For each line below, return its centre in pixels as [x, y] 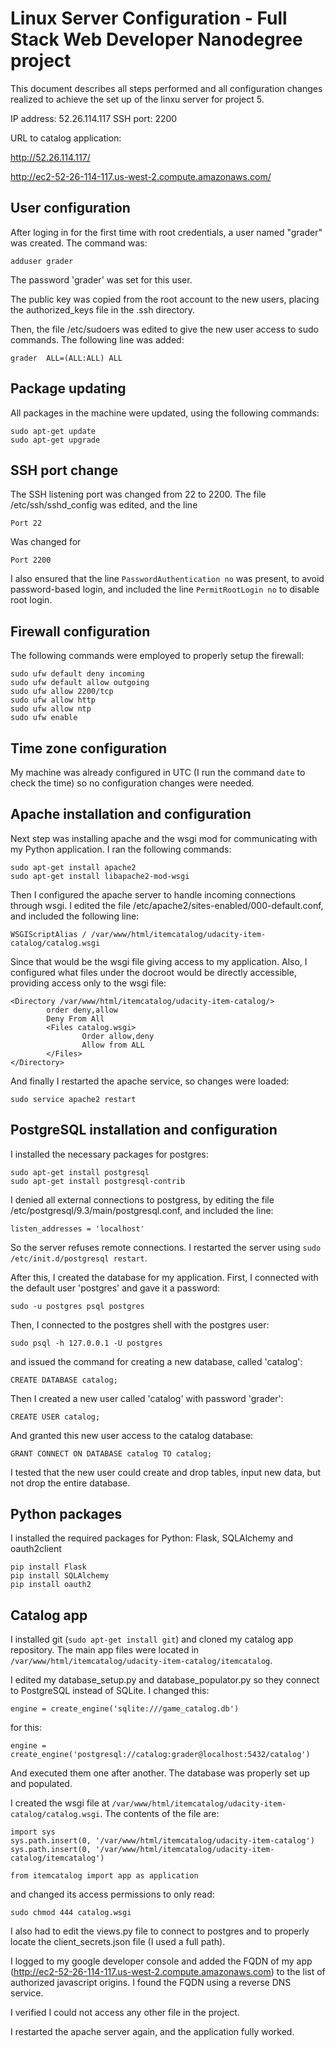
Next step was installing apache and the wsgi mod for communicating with [164, 838]
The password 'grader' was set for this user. [101, 279]
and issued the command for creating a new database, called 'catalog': [156, 1361]
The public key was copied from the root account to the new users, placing [165, 299]
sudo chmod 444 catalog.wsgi [71, 1913]
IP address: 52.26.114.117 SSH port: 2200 [94, 118]
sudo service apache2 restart [73, 1099]
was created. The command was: [79, 243]
